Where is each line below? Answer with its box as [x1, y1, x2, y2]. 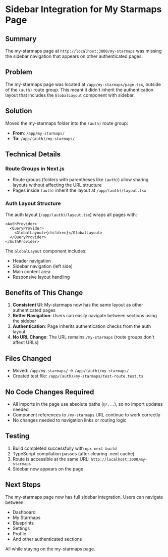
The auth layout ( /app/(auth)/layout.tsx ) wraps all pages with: [5, 211, 137, 218]
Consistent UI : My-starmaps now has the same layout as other [12, 302, 144, 308]
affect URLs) [12, 339, 39, 346]
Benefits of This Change [5, 288, 83, 297]
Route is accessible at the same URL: [12, 456, 90, 462]
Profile [12, 530, 27, 537]
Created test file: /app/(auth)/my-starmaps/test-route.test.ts [12, 373, 144, 379]
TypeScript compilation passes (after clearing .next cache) [12, 450, 135, 456]
